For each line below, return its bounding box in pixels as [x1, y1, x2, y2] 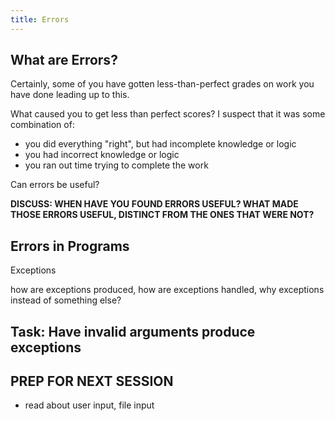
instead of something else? [10, 294, 122, 306]
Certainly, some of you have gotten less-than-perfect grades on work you [10, 78, 315, 90]
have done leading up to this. [10, 89, 130, 101]
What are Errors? [10, 52, 118, 69]
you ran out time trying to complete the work [24, 159, 209, 171]
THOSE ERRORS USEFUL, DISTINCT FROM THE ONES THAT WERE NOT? [10, 209, 315, 221]
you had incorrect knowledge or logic [24, 149, 180, 161]
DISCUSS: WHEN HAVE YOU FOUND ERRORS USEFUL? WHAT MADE [10, 198, 299, 210]
